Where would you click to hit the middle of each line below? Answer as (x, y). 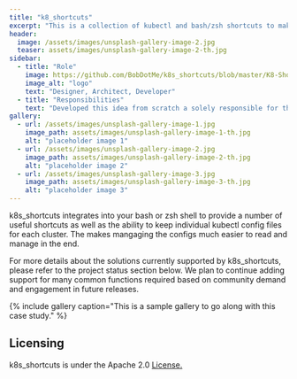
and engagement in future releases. (74, 289)
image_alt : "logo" (59, 83)
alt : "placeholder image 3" (76, 190)
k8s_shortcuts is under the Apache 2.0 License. (96, 365)
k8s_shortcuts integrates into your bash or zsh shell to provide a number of (146, 215)
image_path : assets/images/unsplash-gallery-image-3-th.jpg (138, 182)
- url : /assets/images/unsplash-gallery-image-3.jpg (116, 174)
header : (23, 34)
